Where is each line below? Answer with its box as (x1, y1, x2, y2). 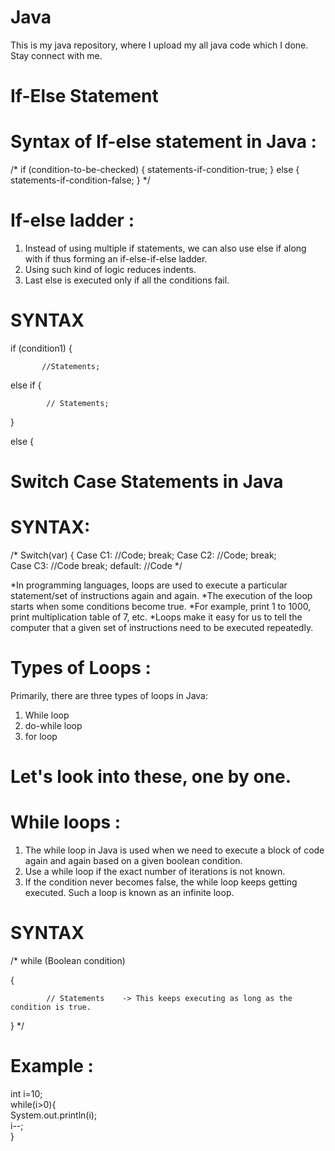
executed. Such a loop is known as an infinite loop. (24, 887, 235, 899)
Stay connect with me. (10, 49, 103, 61)
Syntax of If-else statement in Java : (10, 131, 317, 153)
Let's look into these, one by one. (10, 766, 292, 788)
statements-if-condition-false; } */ (10, 174, 151, 186)
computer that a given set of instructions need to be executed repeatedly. (10, 622, 314, 634)
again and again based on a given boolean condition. (24, 855, 243, 867)
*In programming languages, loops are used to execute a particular (10, 579, 288, 591)
